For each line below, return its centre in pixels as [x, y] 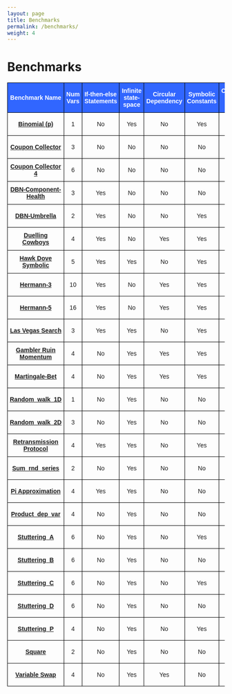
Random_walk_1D [36, 400]
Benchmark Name [36, 98]
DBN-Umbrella [36, 216]
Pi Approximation [36, 491]
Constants [202, 101]
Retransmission [36, 442]
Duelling [36, 235]
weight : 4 [21, 33]
